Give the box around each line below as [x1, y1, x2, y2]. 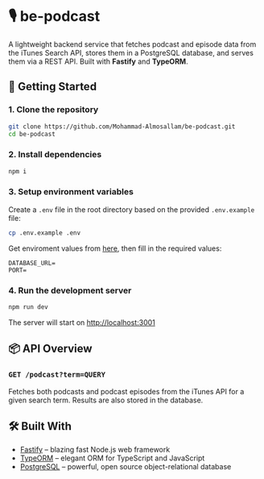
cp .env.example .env [8, 228, 81, 237]
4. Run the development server [8, 285, 132, 296]
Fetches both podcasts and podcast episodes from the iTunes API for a [8, 386, 245, 396]
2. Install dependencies [8, 149, 102, 160]
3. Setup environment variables [8, 186, 134, 198]
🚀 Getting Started [8, 80, 97, 94]
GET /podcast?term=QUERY [8, 370, 106, 380]
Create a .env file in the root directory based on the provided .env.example [8, 204, 255, 215]
